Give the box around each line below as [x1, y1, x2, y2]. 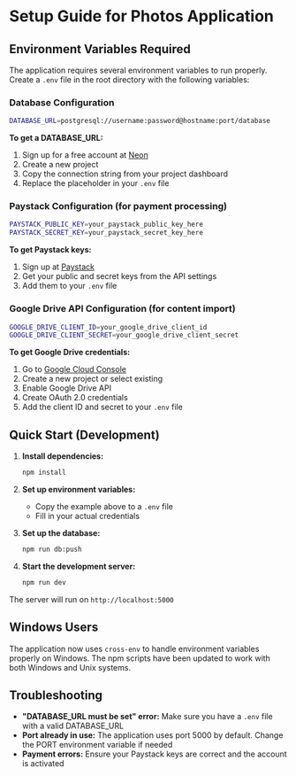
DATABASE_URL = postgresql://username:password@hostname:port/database [9, 117, 271, 126]
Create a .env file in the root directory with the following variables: [9, 74, 250, 85]
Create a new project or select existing [21, 374, 163, 384]
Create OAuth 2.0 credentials [21, 392, 128, 403]
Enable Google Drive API [21, 383, 112, 393]
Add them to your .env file [21, 281, 118, 291]
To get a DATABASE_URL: [9, 133, 103, 144]
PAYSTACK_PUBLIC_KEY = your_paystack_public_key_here [9, 220, 203, 229]
